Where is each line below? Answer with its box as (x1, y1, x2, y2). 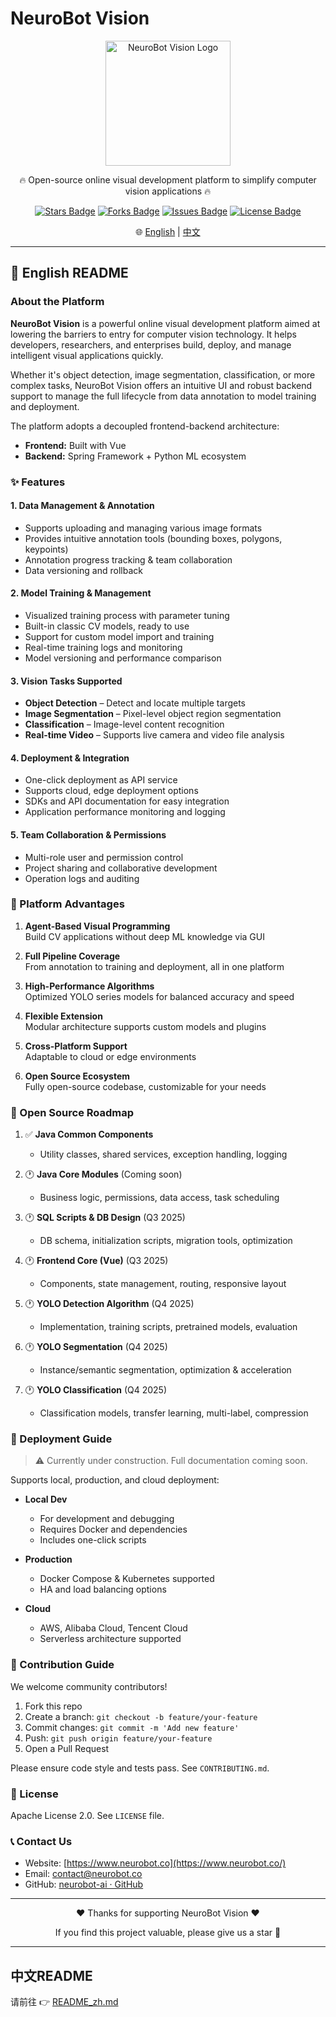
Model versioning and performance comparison (24, 652, 222, 664)
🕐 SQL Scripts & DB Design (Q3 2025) (24, 1212, 186, 1224)
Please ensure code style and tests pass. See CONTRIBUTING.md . (10, 1762, 270, 1774)
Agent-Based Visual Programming (24, 920, 171, 932)
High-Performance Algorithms (24, 980, 155, 992)
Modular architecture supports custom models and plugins (24, 1020, 267, 1032)
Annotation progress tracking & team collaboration (24, 553, 233, 566)
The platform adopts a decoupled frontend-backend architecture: (10, 420, 280, 432)
